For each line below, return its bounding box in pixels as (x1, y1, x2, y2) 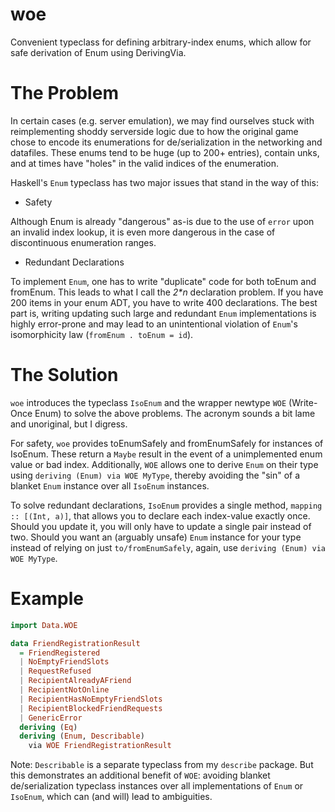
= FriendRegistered (19, 648, 101, 658)
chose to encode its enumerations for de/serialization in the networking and (10, 136, 323, 148)
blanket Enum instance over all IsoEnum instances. (10, 479, 210, 492)
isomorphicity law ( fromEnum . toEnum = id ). (10, 328, 194, 340)
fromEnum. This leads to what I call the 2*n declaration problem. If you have (10, 286, 324, 298)
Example (10, 588, 84, 610)
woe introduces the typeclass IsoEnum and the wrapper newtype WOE (10, 396, 287, 408)
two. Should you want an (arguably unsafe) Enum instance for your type (10, 531, 302, 543)
